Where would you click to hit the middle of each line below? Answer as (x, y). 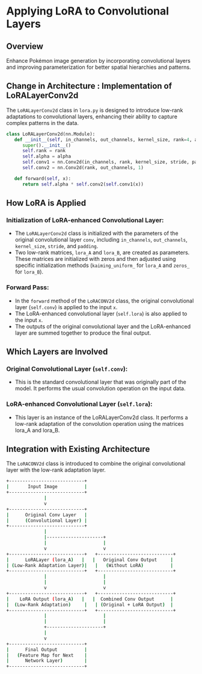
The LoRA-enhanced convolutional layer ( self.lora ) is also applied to (101, 313)
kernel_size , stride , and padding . (57, 246)
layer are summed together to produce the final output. (83, 333)
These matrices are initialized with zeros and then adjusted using (95, 259)
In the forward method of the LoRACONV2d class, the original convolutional (104, 301)
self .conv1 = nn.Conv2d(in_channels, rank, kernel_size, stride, (106, 162)
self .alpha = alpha (46, 156)
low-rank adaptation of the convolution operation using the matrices (99, 423)
